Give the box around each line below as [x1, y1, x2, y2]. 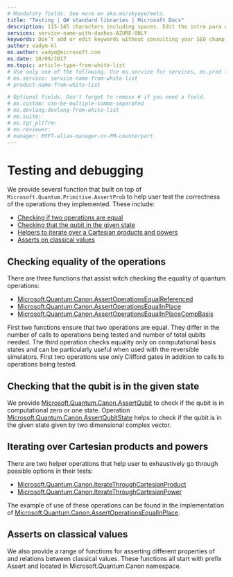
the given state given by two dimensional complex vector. [7, 421, 172, 429]
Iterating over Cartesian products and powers [7, 441, 209, 453]
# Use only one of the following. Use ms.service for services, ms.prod [7, 68, 222, 75]
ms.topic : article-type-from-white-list [7, 62, 126, 69]
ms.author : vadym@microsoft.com [7, 49, 101, 56]
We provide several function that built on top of [7, 185, 142, 194]
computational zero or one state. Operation [7, 405, 130, 414]
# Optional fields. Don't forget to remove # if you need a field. [7, 94, 207, 101]
